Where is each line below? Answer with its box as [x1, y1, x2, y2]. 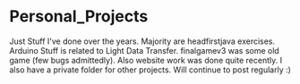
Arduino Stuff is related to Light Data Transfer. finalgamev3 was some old [9, 45, 279, 55]
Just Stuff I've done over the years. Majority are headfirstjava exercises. [9, 36, 276, 46]
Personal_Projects [9, 6, 149, 27]
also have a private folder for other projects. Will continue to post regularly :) [9, 64, 291, 75]
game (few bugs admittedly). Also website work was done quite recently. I [9, 55, 283, 65]
